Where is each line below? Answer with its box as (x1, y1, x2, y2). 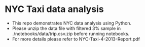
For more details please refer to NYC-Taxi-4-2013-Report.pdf (12, 36, 140, 42)
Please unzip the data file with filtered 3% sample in (12, 25, 121, 31)
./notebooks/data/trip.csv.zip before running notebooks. (12, 30, 130, 36)
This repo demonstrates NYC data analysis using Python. (12, 20, 132, 26)
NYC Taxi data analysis (5, 3, 104, 15)
